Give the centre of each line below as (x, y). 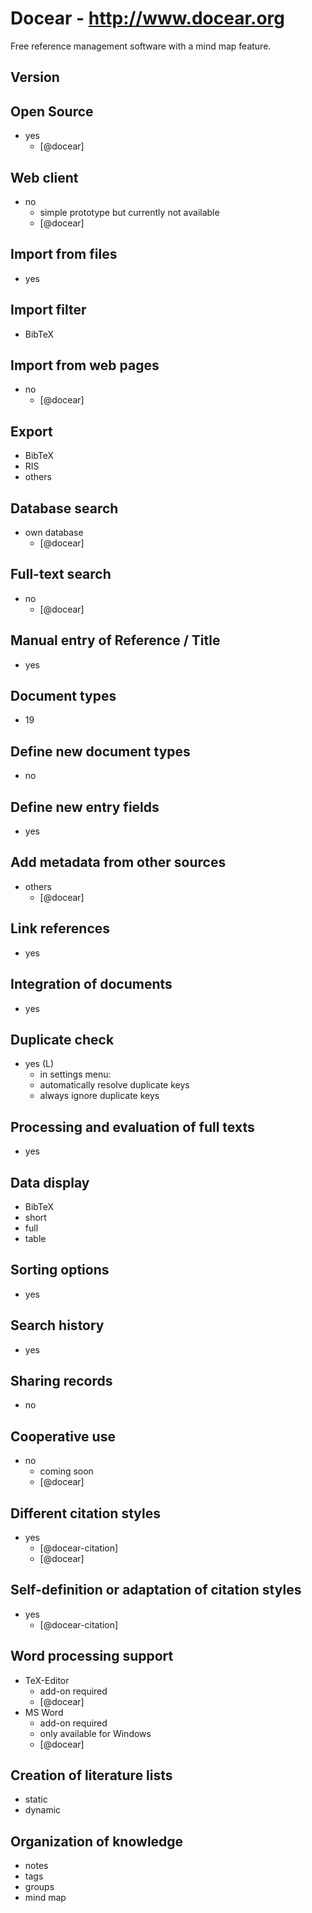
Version (35, 77)
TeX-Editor (47, 1680)
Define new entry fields (85, 807)
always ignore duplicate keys (99, 1096)
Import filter (48, 310)
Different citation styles (85, 1513)
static (36, 1799)
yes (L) (39, 1064)
